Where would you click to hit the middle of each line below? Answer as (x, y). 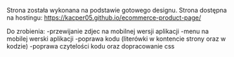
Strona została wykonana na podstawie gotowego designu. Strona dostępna (117, 10)
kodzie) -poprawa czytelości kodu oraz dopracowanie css (91, 46)
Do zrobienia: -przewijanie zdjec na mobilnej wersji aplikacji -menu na (108, 31)
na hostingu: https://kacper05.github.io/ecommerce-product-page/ (104, 18)
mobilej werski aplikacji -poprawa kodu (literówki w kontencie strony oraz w (116, 39)
